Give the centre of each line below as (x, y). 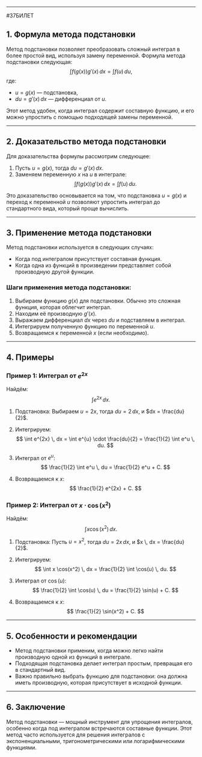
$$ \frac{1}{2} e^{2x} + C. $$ (106, 488)
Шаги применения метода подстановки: (69, 287)
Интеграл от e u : (35, 458)
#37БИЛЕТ (20, 15)
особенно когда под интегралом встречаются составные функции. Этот (99, 728)
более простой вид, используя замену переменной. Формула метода (96, 56)
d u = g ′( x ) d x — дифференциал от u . (61, 99)
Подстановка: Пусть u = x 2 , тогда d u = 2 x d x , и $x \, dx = (87, 541)
